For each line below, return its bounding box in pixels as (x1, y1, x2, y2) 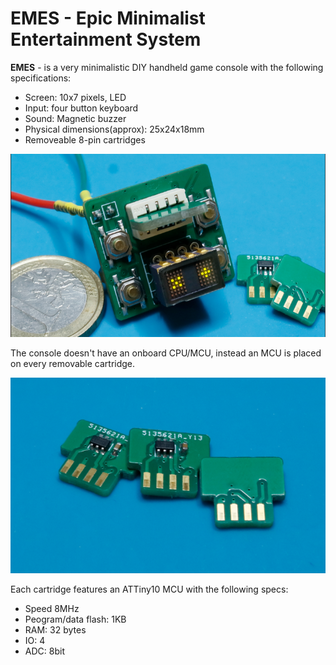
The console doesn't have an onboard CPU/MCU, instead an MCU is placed (10, 347, 322, 359)
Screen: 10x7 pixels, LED (24, 91, 127, 103)
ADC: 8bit (24, 645, 65, 657)
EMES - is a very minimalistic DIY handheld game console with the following (10, 61, 324, 73)
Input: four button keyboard (24, 102, 139, 114)
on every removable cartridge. (10, 358, 136, 370)
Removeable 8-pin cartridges (24, 133, 146, 146)
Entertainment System (10, 28, 202, 51)
